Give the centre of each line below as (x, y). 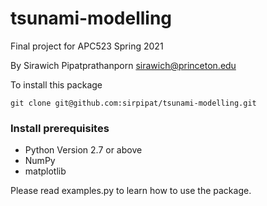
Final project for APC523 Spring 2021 (87, 46)
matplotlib (45, 171)
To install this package (56, 84)
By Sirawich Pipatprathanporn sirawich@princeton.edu (123, 65)
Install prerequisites (60, 128)
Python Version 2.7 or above (83, 150)
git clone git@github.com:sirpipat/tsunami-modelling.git (133, 103)
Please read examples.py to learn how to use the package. (131, 191)
